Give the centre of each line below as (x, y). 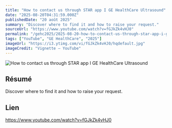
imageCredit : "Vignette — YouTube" (43, 48)
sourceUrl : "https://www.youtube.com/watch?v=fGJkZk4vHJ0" (70, 29)
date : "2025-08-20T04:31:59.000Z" (42, 15)
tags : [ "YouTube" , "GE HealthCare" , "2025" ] (53, 39)
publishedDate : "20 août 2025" (39, 20)
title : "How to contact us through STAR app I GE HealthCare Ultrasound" (86, 10)
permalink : (17, 34)
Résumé (19, 79)
